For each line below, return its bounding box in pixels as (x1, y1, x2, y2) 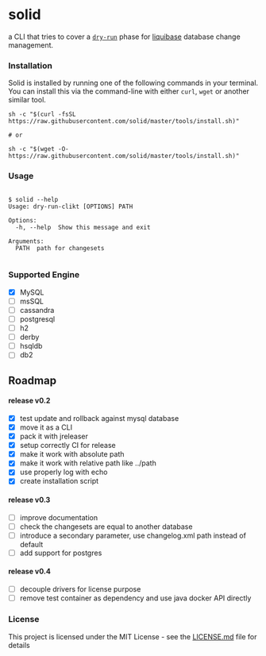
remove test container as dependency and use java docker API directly (19, 593, 252, 603)
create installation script (19, 477, 99, 486)
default (19, 539, 44, 549)
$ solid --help (8, 195, 59, 203)
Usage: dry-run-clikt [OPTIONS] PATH (8, 203, 133, 210)
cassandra (19, 305, 55, 314)
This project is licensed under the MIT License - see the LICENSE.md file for (8, 631, 257, 641)
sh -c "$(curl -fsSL (8, 110, 77, 118)
